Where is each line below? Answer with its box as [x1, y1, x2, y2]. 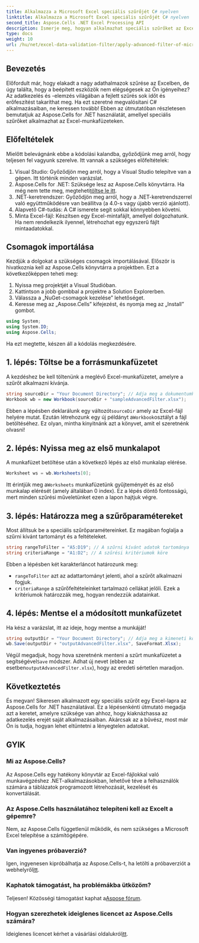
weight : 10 [6, 36, 33, 42]
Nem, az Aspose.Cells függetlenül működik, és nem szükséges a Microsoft [6, 826, 188, 833]
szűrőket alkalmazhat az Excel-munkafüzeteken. [6, 117, 124, 125]
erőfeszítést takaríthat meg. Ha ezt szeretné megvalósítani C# [6, 98, 157, 106]
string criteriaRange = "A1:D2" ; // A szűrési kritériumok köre [6, 550, 168, 556]
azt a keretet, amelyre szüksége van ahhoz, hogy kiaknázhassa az [6, 710, 168, 717]
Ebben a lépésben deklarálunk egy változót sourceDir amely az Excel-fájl [6, 407, 183, 414]
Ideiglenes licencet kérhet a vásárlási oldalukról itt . [6, 931, 129, 937]
